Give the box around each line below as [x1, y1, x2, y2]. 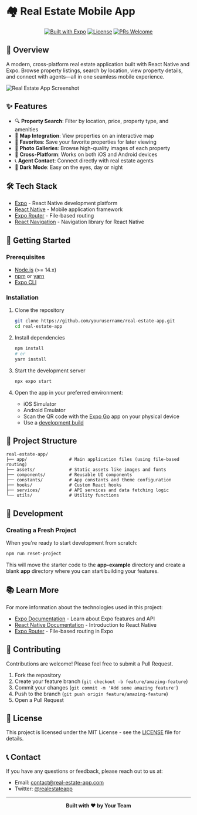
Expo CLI [14, 279, 37, 286]
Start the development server [14, 367, 86, 374]
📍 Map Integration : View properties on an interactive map [14, 132, 154, 139]
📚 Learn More [6, 585, 59, 595]
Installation [6, 293, 39, 301]
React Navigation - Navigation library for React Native [14, 218, 145, 226]
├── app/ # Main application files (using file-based [6, 457, 180, 463]
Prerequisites [6, 253, 45, 261]
